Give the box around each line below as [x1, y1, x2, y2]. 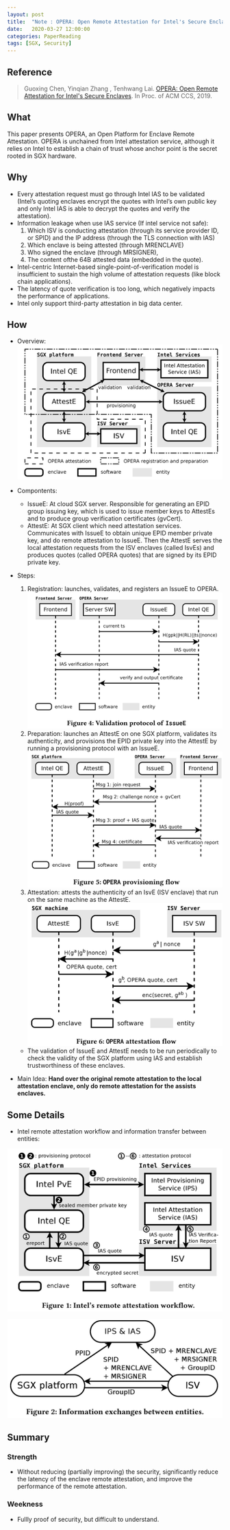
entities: [16, 1135, 40, 1143]
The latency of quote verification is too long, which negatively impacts [16, 285, 216, 293]
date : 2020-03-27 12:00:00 [7, 25, 90, 32]
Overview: [16, 337, 47, 346]
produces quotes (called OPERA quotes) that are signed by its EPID [27, 551, 217, 559]
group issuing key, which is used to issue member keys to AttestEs [27, 507, 216, 515]
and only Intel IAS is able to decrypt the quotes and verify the [16, 204, 190, 213]
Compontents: [16, 486, 57, 494]
